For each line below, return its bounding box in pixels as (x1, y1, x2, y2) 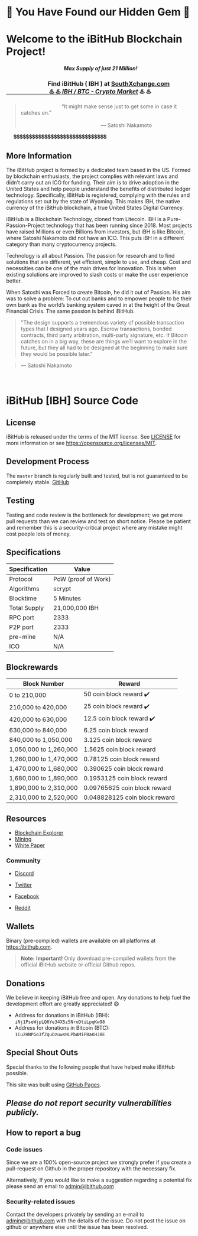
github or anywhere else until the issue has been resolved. (6, 1224, 148, 1231)
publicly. (6, 1108, 40, 1118)
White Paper (14, 842, 46, 849)
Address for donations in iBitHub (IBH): (14, 1012, 109, 1019)
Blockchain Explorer (14, 829, 64, 836)
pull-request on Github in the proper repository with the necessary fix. (6, 1164, 177, 1172)
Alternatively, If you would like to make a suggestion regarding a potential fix (6, 1176, 192, 1183)
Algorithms (9, 585, 40, 593)
